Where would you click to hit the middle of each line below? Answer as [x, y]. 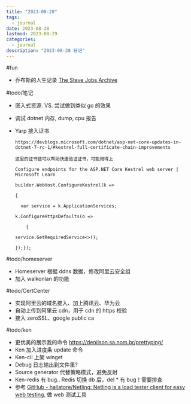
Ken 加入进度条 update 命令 [49, 350]
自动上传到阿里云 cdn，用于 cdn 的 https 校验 [71, 310]
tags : [13, 17]
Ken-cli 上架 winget [39, 357]
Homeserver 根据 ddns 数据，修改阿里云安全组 [72, 271]
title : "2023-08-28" [32, 12]
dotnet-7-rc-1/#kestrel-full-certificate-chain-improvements [93, 147]
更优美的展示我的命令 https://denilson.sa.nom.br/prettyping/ [89, 342]
